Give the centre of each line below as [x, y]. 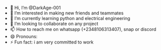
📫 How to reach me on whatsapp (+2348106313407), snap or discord [83, 29]
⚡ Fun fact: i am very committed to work [52, 42]
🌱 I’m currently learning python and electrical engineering [70, 18]
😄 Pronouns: [24, 36]
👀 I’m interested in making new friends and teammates [67, 13]
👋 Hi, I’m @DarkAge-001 [35, 8]
